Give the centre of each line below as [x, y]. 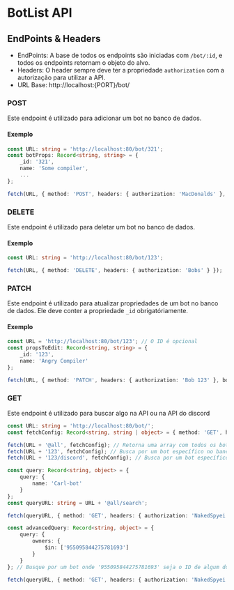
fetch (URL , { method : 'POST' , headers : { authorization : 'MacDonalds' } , [117, 194]
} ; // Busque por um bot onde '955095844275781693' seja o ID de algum [113, 567]
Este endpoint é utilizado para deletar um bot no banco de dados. [101, 227]
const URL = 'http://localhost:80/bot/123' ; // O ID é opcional [102, 342]
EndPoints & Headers [54, 39]
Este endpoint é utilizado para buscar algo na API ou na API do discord [109, 413]
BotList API [40, 13]
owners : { [46, 541]
